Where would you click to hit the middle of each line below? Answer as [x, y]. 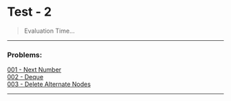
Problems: [25, 55]
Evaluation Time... [49, 31]
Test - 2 [30, 12]
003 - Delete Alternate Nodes [49, 84]
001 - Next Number [34, 70]
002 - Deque [25, 77]
